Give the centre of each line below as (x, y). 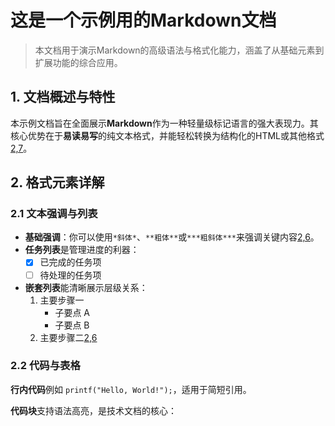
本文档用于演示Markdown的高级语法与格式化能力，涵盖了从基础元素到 (179, 50)
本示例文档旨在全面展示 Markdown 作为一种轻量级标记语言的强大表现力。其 (164, 123)
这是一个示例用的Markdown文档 (143, 20)
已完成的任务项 (70, 262)
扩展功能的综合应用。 (78, 62)
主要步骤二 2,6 (68, 337)
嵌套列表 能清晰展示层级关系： (86, 287)
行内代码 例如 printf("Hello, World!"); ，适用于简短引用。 (131, 389)
